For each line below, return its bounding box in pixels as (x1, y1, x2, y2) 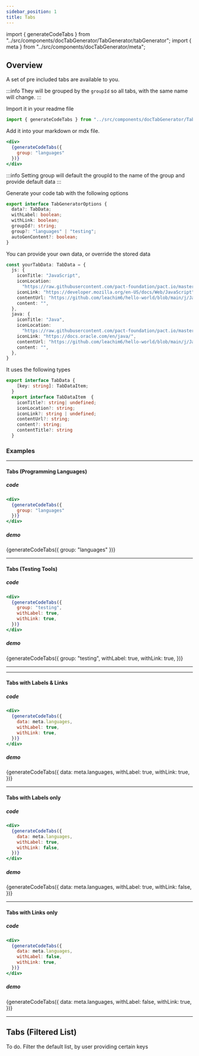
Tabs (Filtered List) (6, 1027, 77, 1038)
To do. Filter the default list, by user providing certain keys (6, 1043, 149, 1050)
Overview (6, 60, 43, 70)
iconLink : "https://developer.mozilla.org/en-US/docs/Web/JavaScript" (17, 289, 195, 295)
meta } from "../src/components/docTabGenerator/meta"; (6, 43, 146, 50)
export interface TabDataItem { (11, 394, 94, 400)
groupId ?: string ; (11, 223, 57, 229)
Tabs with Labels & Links (6, 679, 68, 687)
